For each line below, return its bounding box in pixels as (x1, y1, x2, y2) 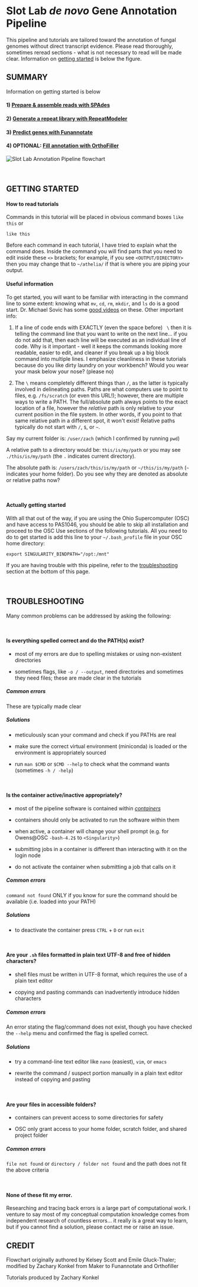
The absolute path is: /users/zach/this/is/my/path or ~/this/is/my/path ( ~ (6, 464, 189, 471)
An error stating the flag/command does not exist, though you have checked (6, 1023, 192, 1030)
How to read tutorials (6, 200, 59, 208)
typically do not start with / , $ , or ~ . (14, 423, 100, 430)
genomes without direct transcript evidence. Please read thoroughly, (6, 43, 173, 50)
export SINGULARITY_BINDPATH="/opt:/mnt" (6, 551, 110, 557)
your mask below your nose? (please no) (14, 368, 114, 375)
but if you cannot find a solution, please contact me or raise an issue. (6, 1223, 174, 1231)
